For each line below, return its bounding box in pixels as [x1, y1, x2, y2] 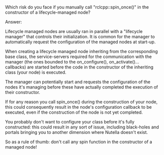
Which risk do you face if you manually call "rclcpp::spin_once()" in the [5, 4, 149, 10]
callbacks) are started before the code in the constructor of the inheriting [5, 64, 154, 70]
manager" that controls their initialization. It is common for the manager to [5, 34, 155, 39]
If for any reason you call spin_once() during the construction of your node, [5, 99, 158, 105]
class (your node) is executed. [5, 69, 66, 75]
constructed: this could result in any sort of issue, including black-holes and [5, 124, 159, 130]
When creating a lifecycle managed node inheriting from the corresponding [5, 49, 158, 54]
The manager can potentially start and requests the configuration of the [5, 79, 151, 85]
